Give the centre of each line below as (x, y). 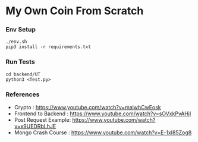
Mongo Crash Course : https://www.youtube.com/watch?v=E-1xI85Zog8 (103, 132)
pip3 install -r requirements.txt (48, 47)
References (23, 94)
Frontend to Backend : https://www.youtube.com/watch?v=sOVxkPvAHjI (103, 113)
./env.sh (16, 42)
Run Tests (20, 62)
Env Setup (21, 30)
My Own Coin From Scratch (75, 11)
